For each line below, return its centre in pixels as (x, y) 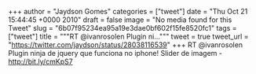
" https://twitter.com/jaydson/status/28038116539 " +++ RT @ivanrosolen (126, 45)
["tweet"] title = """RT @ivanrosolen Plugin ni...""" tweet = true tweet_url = (128, 36)
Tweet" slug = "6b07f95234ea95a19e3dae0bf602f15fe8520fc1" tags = (123, 28)
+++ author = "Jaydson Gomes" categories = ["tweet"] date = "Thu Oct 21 (128, 11)
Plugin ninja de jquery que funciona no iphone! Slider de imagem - (115, 53)
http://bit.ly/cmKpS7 (40, 61)
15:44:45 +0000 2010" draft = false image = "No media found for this (120, 20)
